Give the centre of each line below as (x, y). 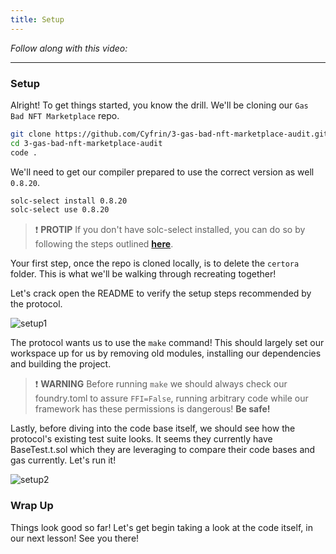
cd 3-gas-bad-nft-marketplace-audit (86, 143)
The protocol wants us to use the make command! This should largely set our (167, 343)
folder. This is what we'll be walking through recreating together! (143, 274)
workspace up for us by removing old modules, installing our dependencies (166, 353)
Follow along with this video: (69, 48)
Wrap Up (32, 506)
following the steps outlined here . (104, 244)
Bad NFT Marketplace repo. (65, 115)
